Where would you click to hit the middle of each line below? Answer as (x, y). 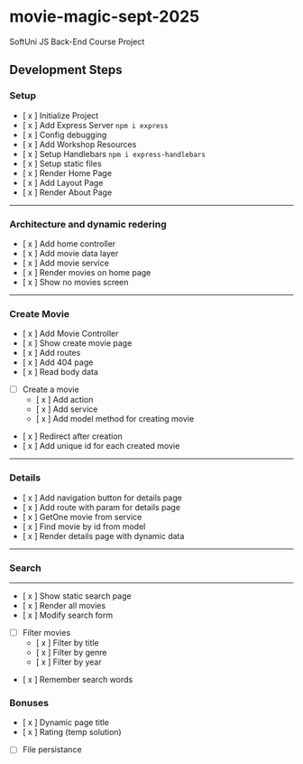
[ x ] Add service (67, 409)
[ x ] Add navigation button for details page (102, 498)
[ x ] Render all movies (64, 605)
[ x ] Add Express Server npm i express (95, 125)
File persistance (52, 750)
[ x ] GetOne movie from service (82, 517)
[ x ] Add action (64, 400)
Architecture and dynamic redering (88, 224)
